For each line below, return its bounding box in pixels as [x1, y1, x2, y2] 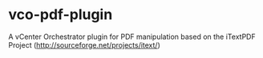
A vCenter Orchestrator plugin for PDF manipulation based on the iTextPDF [8, 32, 256, 41]
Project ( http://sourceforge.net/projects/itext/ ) [8, 40, 160, 49]
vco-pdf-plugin [8, 6, 113, 24]
